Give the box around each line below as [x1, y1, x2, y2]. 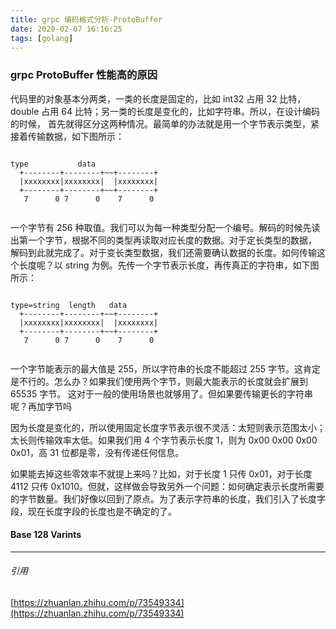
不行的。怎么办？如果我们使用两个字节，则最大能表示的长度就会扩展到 [18, 375, 308, 387]
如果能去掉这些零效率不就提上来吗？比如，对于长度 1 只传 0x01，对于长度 [10, 467, 313, 480]
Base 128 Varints [10, 529, 82, 541]
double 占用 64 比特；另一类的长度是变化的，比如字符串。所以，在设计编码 [10, 105, 320, 117]
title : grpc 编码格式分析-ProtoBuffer [10, 14, 163, 25]
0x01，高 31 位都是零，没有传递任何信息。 [10, 446, 185, 458]
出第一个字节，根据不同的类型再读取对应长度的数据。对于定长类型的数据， [10, 234, 317, 246]
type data [10, 159, 97, 169]
